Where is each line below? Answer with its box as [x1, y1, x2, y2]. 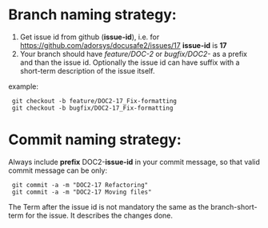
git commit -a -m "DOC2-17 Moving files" [11, 188, 152, 196]
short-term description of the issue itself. [19, 66, 155, 75]
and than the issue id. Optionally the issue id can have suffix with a [19, 58, 240, 67]
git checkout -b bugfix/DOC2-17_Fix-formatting [11, 104, 174, 112]
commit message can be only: [8, 166, 108, 175]
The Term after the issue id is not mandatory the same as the [8, 202, 210, 211]
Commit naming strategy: [8, 130, 182, 149]
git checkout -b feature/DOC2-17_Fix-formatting [11, 97, 178, 105]
